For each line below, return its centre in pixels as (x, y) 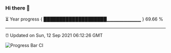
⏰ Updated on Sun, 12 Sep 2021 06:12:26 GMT (54, 35)
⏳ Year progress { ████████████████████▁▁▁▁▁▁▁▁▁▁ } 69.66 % (84, 19)
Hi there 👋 (18, 8)
